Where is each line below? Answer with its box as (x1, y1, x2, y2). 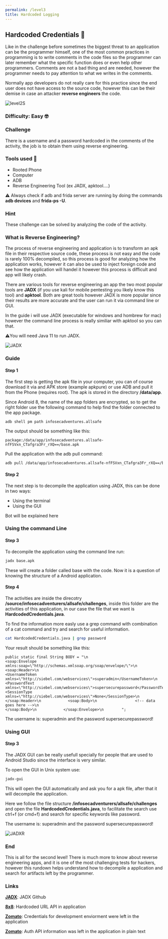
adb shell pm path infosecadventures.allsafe (5, 419, 101, 424)
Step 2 (5, 471, 19, 477)
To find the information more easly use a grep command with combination (5, 620, 157, 626)
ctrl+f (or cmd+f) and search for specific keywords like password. (5, 811, 141, 817)
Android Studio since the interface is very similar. (5, 757, 106, 763)
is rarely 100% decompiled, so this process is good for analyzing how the (5, 256, 156, 262)
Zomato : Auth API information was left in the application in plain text (5, 928, 146, 934)
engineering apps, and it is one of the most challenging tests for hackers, (5, 859, 156, 865)
